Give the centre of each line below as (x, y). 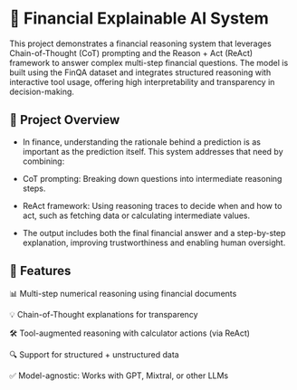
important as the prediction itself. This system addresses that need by (153, 151)
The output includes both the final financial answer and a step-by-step (154, 233)
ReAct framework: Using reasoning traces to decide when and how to (152, 205)
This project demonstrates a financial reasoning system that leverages (140, 43)
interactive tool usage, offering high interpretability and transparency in (142, 81)
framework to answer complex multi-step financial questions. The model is (149, 62)
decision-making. (42, 91)
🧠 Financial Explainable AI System (139, 19)
